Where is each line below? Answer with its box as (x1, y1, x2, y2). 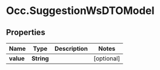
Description (54, 45, 88, 52)
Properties (6, 27, 46, 37)
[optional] (93, 54, 121, 62)
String (31, 54, 49, 62)
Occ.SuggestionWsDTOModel (6, 4, 155, 17)
